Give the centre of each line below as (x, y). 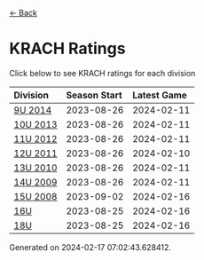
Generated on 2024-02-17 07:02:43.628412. (90, 247)
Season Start (94, 95)
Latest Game (160, 95)
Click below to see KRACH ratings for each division (102, 73)
